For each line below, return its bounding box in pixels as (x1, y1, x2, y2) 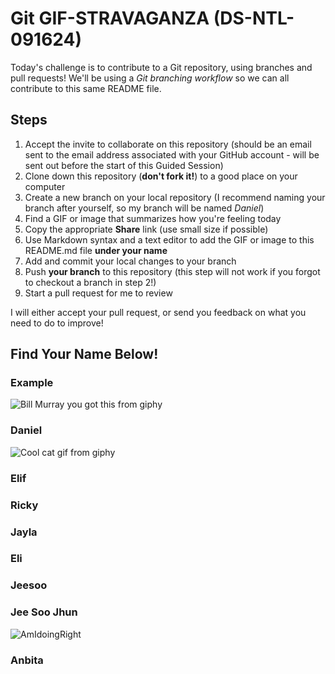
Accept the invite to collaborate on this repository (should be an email (24, 138, 312, 150)
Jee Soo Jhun (10, 605, 78, 619)
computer (24, 180, 66, 192)
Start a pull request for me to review (24, 287, 173, 299)
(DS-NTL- (213, 7, 295, 30)
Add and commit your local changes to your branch (24, 255, 237, 267)
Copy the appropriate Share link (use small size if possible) (24, 223, 269, 235)
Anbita (10, 653, 44, 667)
